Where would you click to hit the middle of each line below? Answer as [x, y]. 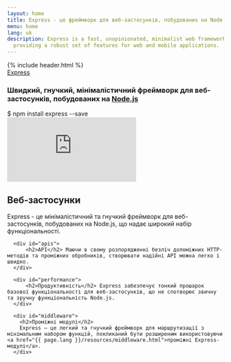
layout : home [26, 13]
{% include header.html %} [45, 65]
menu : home [23, 26]
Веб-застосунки [44, 200]
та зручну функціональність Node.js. [61, 298]
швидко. [18, 262]
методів [18, 256]
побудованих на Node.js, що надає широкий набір [118, 224]
